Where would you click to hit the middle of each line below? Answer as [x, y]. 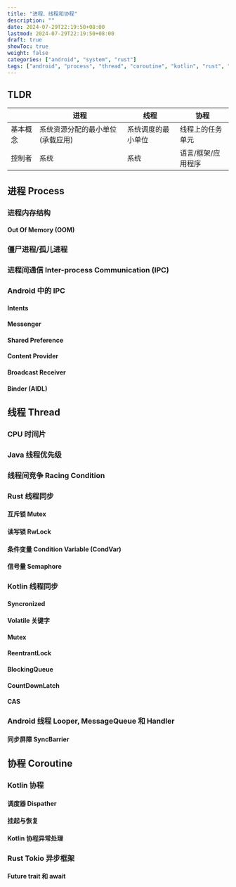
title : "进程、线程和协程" [42, 14]
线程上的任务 [201, 130]
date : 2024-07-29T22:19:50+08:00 [56, 27]
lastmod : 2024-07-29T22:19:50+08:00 [61, 33]
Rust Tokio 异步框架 [41, 858]
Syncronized [26, 603]
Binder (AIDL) [27, 389]
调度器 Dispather [32, 803]
